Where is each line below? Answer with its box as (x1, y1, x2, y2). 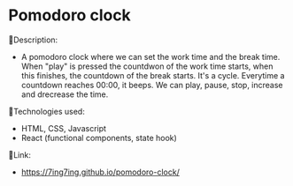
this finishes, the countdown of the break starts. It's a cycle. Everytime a (20, 70, 285, 80)
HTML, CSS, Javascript (20, 123, 107, 133)
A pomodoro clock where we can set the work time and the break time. (20, 51, 281, 62)
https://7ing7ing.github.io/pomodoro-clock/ (20, 167, 181, 177)
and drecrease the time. (20, 89, 109, 100)
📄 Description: (8, 34, 58, 45)
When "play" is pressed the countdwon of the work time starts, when (20, 61, 274, 71)
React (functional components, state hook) (20, 132, 178, 143)
